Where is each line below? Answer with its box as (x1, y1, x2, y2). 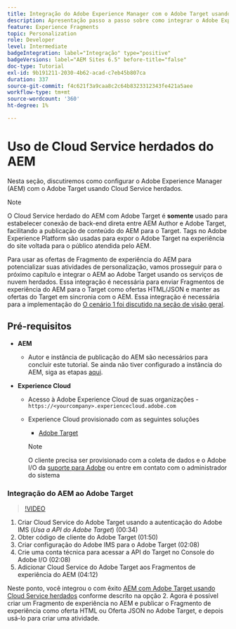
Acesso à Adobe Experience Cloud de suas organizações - (27, 395, 199, 404)
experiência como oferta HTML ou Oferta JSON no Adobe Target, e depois (7, 606, 223, 615)
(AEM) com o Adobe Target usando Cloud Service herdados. (7, 184, 183, 192)
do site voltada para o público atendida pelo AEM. (7, 241, 152, 250)
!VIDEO (24, 504, 46, 513)
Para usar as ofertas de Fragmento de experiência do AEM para (7, 255, 192, 263)
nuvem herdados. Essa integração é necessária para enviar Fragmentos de (7, 278, 225, 286)
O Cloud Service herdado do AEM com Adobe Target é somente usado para (7, 211, 228, 220)
